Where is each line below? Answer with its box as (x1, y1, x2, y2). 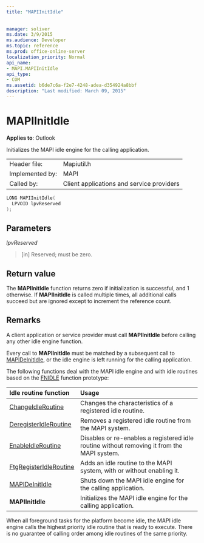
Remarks (6, 315, 41, 326)
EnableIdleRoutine (9, 441, 61, 449)
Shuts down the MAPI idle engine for (80, 476, 185, 485)
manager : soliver (6, 26, 50, 32)
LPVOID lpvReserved (12, 200, 61, 207)
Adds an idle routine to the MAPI (80, 459, 172, 467)
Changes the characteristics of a (80, 398, 174, 407)
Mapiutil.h (63, 159, 91, 168)
